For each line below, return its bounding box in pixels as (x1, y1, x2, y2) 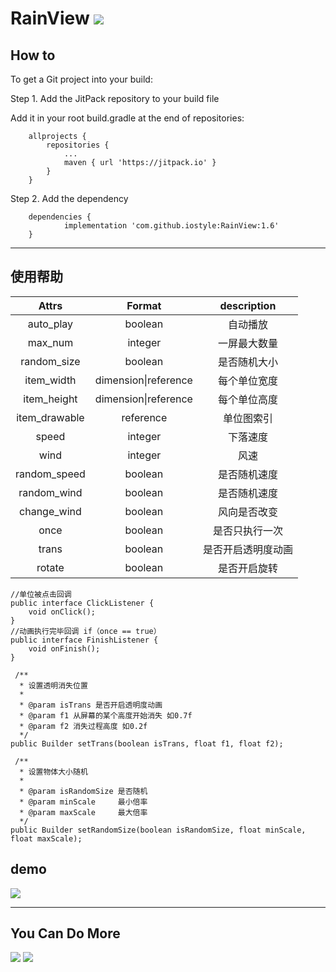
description (219, 298, 277, 312)
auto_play (27, 317, 74, 331)
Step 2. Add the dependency (10, 193, 129, 204)
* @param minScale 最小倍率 (19, 797, 148, 807)
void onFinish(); (28, 643, 101, 654)
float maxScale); (10, 833, 83, 844)
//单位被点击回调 (10, 589, 72, 599)
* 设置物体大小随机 (19, 767, 88, 777)
